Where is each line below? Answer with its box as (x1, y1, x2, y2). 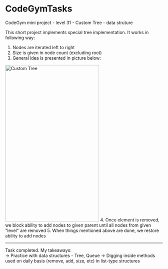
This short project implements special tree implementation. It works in (5, 29, 149, 35)
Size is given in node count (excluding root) (12, 50, 102, 56)
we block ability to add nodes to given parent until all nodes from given (5, 222, 151, 228)
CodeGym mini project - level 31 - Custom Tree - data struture (5, 20, 133, 26)
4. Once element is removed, (99, 216, 160, 223)
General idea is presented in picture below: (12, 55, 101, 61)
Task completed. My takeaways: (5, 247, 71, 253)
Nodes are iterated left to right (12, 44, 75, 50)
